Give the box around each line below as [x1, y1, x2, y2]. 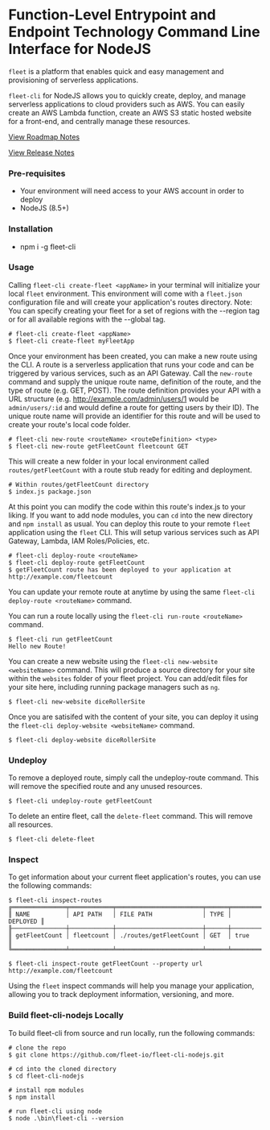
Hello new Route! [8, 642, 67, 650]
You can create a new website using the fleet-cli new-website [8, 656, 219, 666]
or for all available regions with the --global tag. [8, 314, 166, 324]
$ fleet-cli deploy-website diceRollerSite [8, 736, 157, 744]
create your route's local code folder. [8, 419, 131, 429]
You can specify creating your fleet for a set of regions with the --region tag [8, 305, 260, 315]
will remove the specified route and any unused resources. [8, 782, 202, 791]
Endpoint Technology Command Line [8, 23, 260, 41]
